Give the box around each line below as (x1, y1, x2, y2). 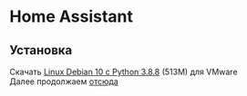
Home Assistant (9, 6, 134, 27)
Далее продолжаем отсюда (9, 76, 118, 87)
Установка (9, 43, 73, 58)
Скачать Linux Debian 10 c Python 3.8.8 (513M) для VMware (9, 66, 239, 77)
